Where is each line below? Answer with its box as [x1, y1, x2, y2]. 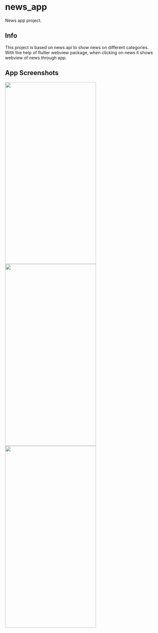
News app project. [5, 17, 42, 23]
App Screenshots [5, 69, 59, 77]
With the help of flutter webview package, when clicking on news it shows [5, 49, 153, 55]
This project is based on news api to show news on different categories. [5, 44, 149, 50]
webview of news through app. [5, 55, 67, 61]
